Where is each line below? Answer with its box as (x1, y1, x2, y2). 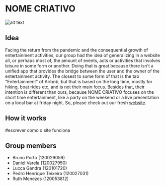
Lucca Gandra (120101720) (12, 165, 67, 171)
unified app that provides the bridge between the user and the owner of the (5, 68, 160, 74)
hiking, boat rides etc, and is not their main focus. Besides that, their (5, 84, 145, 90)
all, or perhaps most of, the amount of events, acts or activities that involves (5, 58, 161, 63)
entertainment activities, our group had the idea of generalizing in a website (5, 52, 161, 58)
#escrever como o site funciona (5, 127, 71, 133)
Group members (5, 141, 57, 150)
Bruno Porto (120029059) (12, 155, 65, 161)
